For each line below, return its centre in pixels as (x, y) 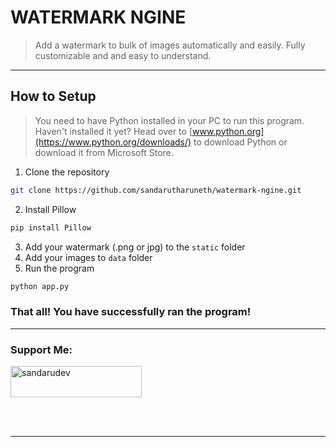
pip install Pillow (51, 227)
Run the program (59, 268)
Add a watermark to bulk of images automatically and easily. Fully (170, 45)
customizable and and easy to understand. (123, 55)
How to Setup (53, 96)
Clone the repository (67, 172)
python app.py (40, 286)
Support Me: (41, 349)
